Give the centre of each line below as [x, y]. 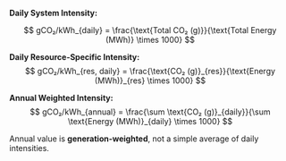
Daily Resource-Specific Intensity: [75, 57]
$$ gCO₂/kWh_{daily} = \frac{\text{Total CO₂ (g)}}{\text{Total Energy [150, 30]
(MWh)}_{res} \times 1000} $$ [150, 80]
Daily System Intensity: [54, 13]
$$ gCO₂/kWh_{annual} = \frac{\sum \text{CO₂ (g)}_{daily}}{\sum [150, 112]
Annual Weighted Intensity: [61, 98]
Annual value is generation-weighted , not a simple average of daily [134, 139]
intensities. [29, 148]
